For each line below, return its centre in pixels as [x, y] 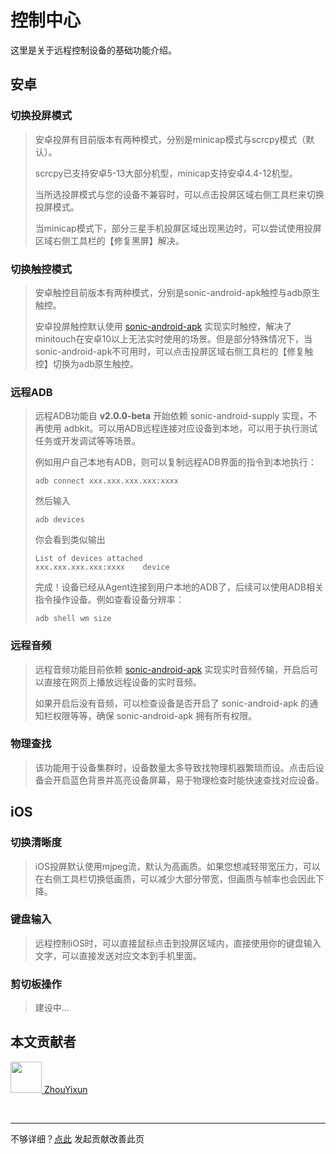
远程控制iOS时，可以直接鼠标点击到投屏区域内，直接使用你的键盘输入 [178, 943]
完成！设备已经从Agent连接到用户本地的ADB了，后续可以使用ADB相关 [179, 587]
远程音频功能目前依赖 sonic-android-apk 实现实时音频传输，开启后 [172, 669]
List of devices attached [88, 559]
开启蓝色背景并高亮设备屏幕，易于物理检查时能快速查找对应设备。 [188, 780]
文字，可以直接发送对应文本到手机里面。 [118, 955]
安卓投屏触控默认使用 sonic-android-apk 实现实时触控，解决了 [163, 326]
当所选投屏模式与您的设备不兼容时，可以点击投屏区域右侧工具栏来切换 [179, 194]
